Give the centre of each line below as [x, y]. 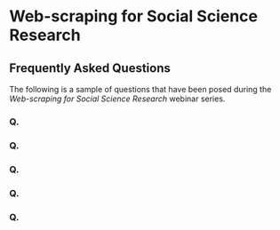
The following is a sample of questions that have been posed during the [140, 89]
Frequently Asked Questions [90, 68]
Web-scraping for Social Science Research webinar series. [117, 99]
